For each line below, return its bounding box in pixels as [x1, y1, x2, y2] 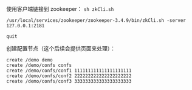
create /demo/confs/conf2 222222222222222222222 [6, 73, 132, 79]
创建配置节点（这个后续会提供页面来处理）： [6, 45, 115, 52]
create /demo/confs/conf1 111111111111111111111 [6, 67, 132, 74]
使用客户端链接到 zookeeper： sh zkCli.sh [6, 5, 114, 12]
